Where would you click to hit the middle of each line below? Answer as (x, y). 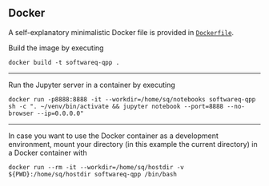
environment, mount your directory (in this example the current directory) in (133, 144)
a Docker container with (48, 152)
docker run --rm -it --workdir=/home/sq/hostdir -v (96, 167)
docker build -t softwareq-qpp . (64, 62)
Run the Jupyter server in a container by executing (92, 85)
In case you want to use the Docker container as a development (113, 136)
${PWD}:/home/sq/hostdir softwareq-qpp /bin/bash (93, 174)
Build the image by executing (56, 48)
